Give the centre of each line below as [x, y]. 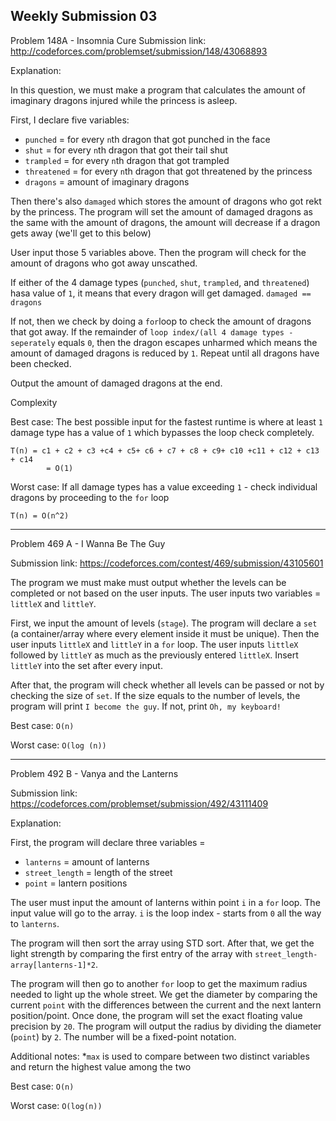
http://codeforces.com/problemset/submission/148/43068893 [139, 51]
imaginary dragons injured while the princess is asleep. [124, 100]
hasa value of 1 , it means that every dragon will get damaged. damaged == [161, 293]
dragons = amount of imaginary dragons [107, 181]
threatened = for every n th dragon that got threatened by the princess [168, 171]
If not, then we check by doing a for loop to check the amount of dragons [161, 321]
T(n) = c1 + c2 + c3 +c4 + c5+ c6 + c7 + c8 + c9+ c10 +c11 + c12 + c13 [165, 450]
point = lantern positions [76, 883]
